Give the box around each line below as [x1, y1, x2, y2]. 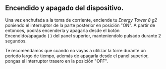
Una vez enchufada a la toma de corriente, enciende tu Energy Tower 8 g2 [5, 17, 158, 23]
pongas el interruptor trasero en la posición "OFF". [5, 58, 108, 64]
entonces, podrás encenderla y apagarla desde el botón [5, 27, 120, 34]
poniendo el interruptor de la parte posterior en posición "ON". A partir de [5, 22, 156, 28]
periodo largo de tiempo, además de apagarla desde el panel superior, [5, 53, 149, 59]
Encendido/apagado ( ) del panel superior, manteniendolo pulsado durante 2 [5, 33, 161, 38]
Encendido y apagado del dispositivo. [5, 4, 124, 12]
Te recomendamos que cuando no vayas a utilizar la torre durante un [5, 47, 146, 53]
